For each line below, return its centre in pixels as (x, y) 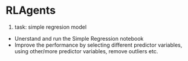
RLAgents (31, 10)
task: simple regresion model (50, 27)
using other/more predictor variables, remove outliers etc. (86, 51)
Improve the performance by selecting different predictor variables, (98, 45)
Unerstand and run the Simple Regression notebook (79, 38)
